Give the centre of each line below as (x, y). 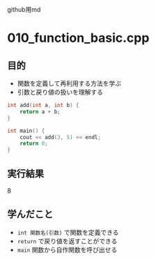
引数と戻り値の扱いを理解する (60, 92)
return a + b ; (40, 112)
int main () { (26, 131)
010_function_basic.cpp (78, 38)
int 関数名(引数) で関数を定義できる (68, 232)
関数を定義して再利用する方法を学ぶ (69, 83)
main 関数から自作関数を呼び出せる (67, 250)
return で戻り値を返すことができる (67, 241)
